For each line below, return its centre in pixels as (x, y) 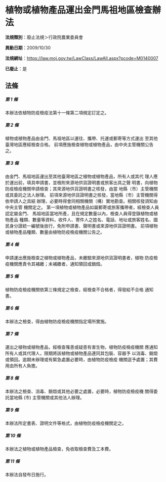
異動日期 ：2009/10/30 (28, 48)
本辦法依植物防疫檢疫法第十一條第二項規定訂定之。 (57, 113)
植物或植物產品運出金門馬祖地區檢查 (79, 10)
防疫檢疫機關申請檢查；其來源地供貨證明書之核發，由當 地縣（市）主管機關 (82, 189)
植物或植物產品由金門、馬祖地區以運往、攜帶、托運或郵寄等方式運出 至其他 (82, 139)
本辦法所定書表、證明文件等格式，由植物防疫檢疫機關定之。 (66, 423)
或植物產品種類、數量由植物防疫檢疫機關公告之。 (55, 232)
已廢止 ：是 (16, 69)
